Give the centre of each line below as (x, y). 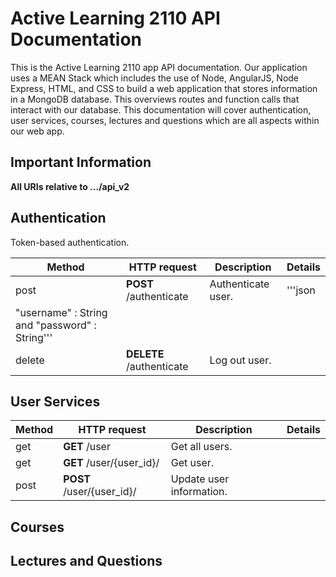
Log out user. (240, 360)
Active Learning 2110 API (115, 18)
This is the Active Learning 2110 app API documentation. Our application (159, 67)
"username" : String (61, 312)
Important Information (81, 162)
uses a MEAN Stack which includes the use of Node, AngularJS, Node (155, 78)
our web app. (37, 131)
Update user (200, 479)
